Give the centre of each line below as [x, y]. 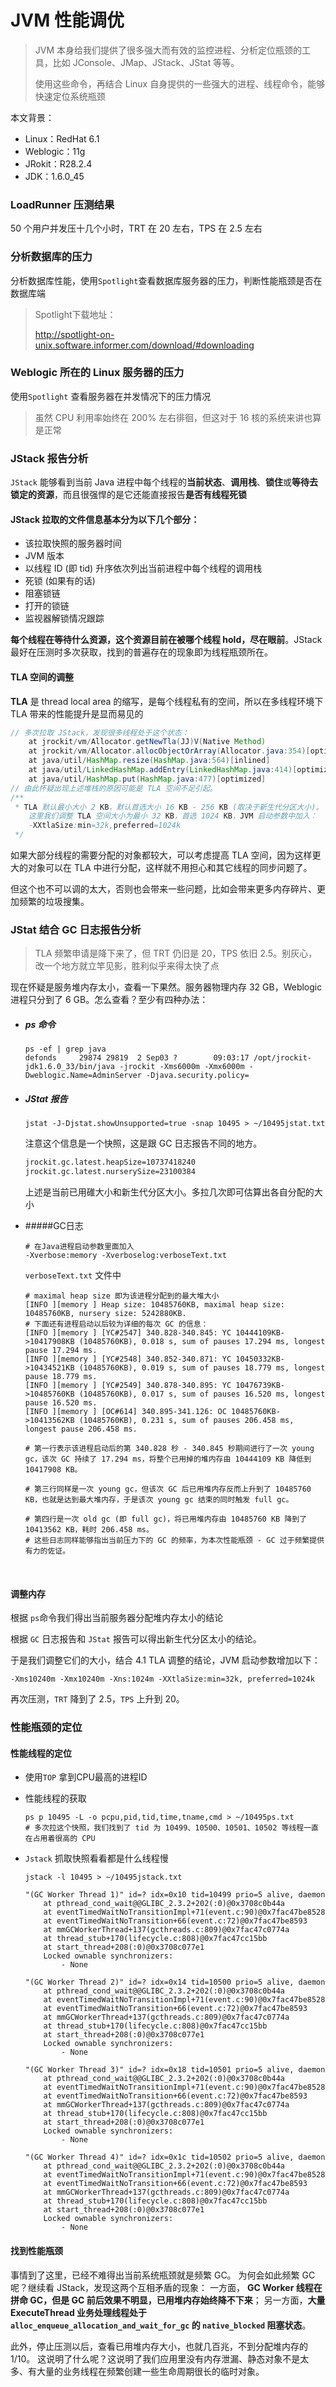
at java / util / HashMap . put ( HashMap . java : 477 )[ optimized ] [147, 779]
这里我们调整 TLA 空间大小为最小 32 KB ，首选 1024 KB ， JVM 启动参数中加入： [173, 816]
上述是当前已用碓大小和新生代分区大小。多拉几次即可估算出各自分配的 [169, 1192]
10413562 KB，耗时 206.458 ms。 [89, 1530]
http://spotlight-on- [74, 334]
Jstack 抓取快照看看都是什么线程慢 [96, 1858]
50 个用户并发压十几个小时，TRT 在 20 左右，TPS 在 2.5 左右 [136, 228]
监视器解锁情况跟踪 [64, 618]
